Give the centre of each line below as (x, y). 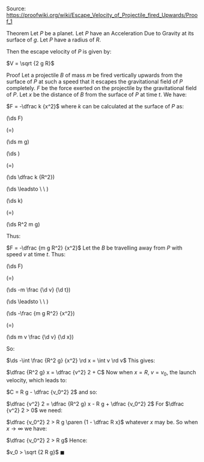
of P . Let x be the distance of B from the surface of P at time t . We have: (97, 95)
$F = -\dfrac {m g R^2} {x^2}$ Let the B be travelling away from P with (94, 248)
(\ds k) (15, 201)
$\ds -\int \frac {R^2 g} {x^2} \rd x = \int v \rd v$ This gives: (81, 360)
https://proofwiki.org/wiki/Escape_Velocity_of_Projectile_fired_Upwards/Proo (102, 15)
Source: (16, 9)
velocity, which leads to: (37, 380)
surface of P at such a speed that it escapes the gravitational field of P (95, 82)
